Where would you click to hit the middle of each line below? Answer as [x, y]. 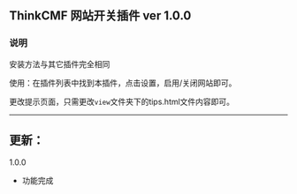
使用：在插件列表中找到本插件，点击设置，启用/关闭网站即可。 [123, 83]
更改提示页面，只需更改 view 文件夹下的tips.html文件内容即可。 [122, 101]
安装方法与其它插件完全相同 [60, 63]
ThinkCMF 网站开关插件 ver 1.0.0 [100, 16]
